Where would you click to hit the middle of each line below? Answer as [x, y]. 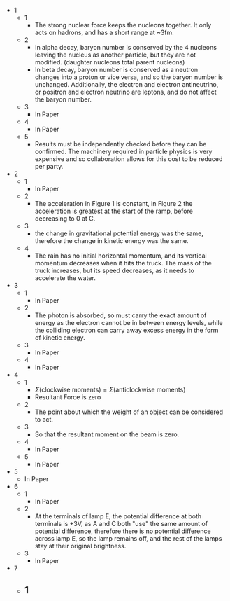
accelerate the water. [65, 278]
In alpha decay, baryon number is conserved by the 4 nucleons [125, 47]
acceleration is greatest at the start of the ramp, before [114, 211]
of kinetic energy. [60, 338]
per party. [49, 166]
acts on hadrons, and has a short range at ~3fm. [105, 32]
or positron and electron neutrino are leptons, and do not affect [125, 92]
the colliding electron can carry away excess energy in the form [127, 330]
